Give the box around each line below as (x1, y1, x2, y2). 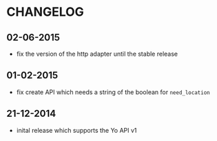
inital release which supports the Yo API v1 (16, 126, 137, 134)
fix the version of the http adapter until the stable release (16, 50, 178, 58)
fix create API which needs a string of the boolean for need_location (16, 87, 211, 96)
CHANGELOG (6, 4, 84, 20)
